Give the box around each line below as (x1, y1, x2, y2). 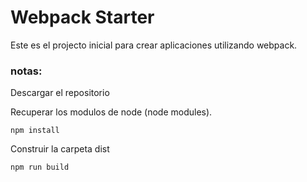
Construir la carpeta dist (10, 143, 110, 155)
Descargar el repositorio (10, 87, 110, 99)
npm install (10, 126, 60, 136)
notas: (10, 64, 43, 78)
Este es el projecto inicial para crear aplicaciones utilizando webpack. (10, 39, 298, 51)
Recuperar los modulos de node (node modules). (10, 106, 213, 118)
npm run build (10, 162, 70, 173)
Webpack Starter (10, 6, 155, 29)
